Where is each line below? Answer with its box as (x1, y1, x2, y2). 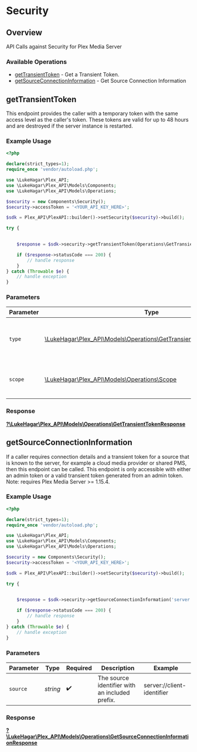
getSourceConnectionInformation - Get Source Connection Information (14, 78, 186, 85)
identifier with (97, 681, 136, 689)
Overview (6, 28, 43, 38)
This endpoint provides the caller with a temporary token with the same (6, 110, 178, 117)
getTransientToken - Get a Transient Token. (14, 71, 120, 78)
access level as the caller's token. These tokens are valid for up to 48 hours (6, 116, 189, 123)
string (44, 684, 60, 693)
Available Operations (6, 58, 67, 66)
